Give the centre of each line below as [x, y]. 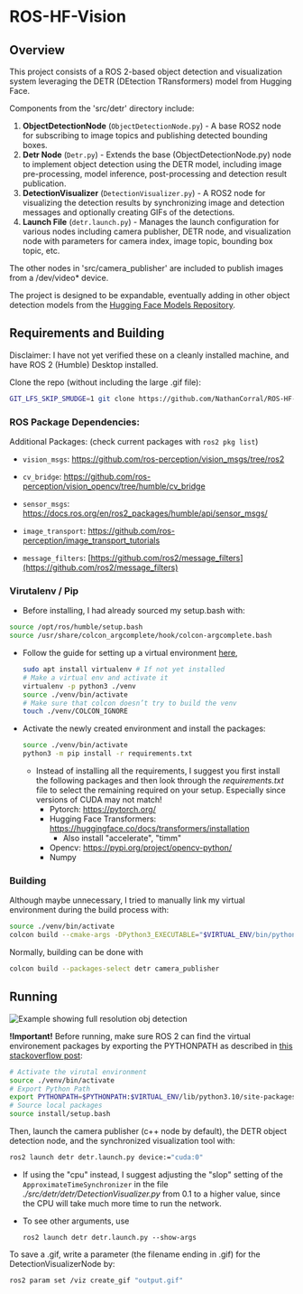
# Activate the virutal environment [78, 1072]
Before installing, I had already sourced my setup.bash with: [133, 611]
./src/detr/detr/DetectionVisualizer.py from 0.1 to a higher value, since [151, 1194]
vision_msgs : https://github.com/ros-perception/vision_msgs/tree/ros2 [153, 459]
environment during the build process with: [89, 910]
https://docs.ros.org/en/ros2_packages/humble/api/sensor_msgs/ [145, 513]
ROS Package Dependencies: [74, 422]
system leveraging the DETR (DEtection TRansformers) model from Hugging [151, 81]
